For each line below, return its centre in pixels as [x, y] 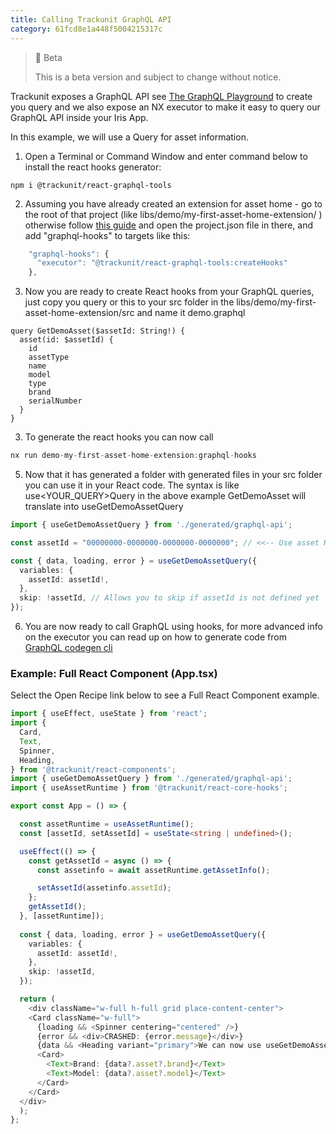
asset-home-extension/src [79, 313]
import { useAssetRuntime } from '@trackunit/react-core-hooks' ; [149, 788]
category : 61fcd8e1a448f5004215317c [86, 29]
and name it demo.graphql [191, 313]
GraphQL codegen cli [68, 647]
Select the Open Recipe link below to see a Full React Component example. [165, 695]
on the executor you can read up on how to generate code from [155, 637]
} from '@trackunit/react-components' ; [93, 769]
